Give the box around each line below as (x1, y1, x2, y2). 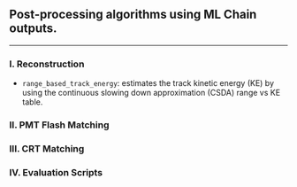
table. (21, 97, 43, 107)
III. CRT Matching (9, 142, 85, 154)
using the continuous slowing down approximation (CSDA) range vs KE (21, 88, 281, 98)
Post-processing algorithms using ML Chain (9, 7, 257, 22)
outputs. (9, 21, 57, 36)
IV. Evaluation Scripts (9, 166, 103, 178)
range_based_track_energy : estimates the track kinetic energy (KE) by (21, 78, 275, 89)
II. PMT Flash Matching (9, 119, 110, 131)
